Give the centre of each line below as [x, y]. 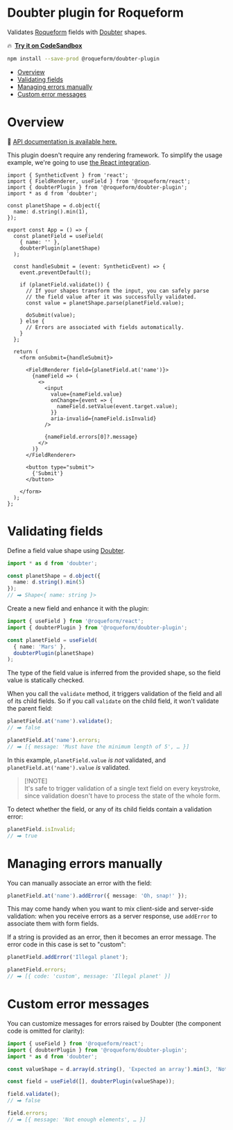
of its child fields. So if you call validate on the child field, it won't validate [113, 701]
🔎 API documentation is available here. [62, 141]
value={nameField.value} [87, 394]
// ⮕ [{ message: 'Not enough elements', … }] [77, 1120]
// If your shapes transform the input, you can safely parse [117, 291]
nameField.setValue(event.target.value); [117, 406]
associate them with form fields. [53, 923]
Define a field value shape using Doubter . [66, 550]
